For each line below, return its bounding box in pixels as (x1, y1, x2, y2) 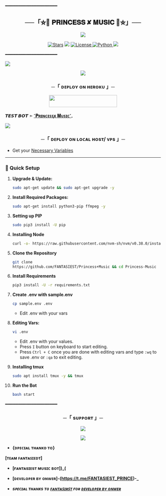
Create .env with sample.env (12, 292, 73, 298)
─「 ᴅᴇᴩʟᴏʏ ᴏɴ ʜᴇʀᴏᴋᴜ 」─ (51, 83, 115, 90)
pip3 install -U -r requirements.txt (12, 283, 90, 288)
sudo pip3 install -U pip (12, 222, 66, 227)
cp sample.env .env (12, 301, 53, 307)
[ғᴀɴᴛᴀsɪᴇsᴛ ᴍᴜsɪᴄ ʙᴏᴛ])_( (12, 465, 66, 471)
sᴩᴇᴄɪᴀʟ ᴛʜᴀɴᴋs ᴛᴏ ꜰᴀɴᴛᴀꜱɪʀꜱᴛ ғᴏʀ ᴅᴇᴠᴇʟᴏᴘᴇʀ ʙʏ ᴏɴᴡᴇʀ (12, 486, 121, 492)
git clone (12, 259, 33, 264)
